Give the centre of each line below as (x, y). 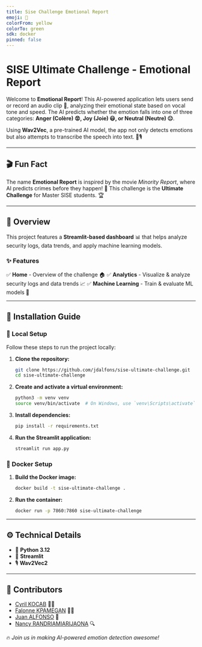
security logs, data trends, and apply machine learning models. (84, 245)
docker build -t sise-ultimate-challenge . (70, 489)
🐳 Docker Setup (29, 464)
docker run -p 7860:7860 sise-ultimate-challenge (78, 511)
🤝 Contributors (35, 590)
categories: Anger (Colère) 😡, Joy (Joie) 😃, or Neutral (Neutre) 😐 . (90, 118)
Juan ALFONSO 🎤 (37, 617)
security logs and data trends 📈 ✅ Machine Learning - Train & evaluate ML (100, 283)
